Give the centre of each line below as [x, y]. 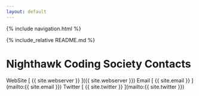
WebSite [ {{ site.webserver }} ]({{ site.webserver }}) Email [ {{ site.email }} [98, 80]
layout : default [26, 12]
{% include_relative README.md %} [51, 40]
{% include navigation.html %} [44, 28]
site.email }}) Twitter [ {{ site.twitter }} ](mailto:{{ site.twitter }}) [107, 87]
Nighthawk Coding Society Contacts [99, 64]
